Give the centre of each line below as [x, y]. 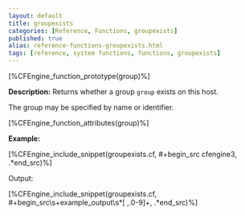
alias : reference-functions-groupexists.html [86, 46]
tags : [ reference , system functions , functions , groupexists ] [114, 53]
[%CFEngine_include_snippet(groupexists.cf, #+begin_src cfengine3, [122, 154]
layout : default [35, 16]
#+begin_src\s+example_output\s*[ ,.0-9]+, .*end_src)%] [103, 203]
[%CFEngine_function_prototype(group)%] [79, 76]
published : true [35, 38]
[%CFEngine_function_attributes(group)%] [79, 123]
